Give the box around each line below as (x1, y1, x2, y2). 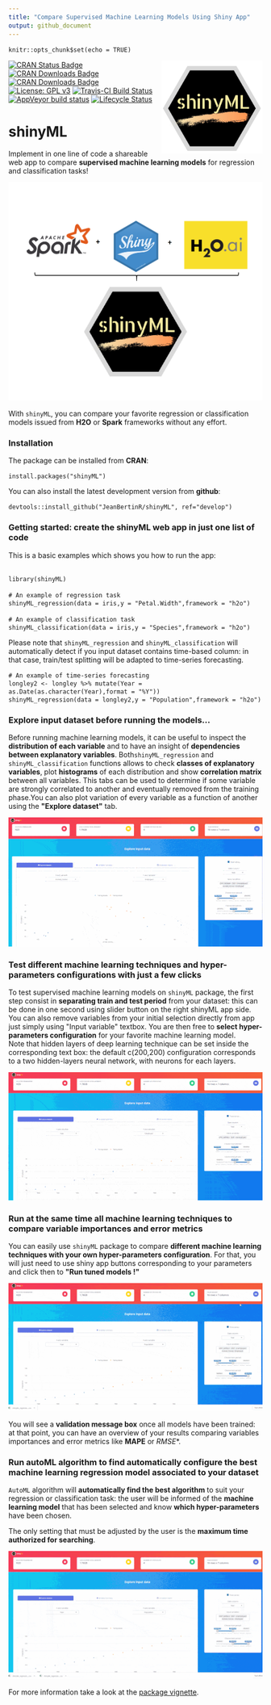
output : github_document (8, 21, 92, 30)
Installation (8, 437, 54, 448)
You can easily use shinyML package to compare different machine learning (8, 1241, 262, 1250)
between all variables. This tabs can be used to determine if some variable (8, 775, 256, 785)
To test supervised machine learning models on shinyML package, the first (8, 987, 254, 997)
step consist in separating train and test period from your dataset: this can (8, 996, 258, 1006)
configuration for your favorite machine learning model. (49, 1030, 236, 1041)
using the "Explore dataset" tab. (8, 801, 118, 811)
